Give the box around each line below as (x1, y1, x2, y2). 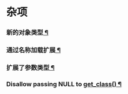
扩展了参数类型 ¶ (6, 63, 55, 72)
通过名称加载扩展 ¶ (6, 46, 61, 54)
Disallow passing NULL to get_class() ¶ (6, 80, 122, 88)
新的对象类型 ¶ (6, 28, 49, 37)
